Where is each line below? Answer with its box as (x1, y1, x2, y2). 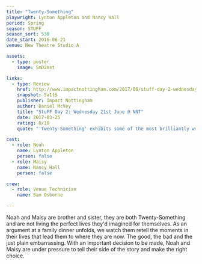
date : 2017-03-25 (17, 114, 61, 120)
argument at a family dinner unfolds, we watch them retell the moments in (6, 227, 189, 233)
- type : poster (11, 58, 50, 65)
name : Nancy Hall (17, 164, 61, 170)
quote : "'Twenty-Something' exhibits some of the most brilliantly (17, 126, 189, 132)
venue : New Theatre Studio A (6, 43, 79, 49)
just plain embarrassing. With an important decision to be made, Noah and (6, 239, 191, 247)
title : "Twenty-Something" (6, 8, 74, 15)
